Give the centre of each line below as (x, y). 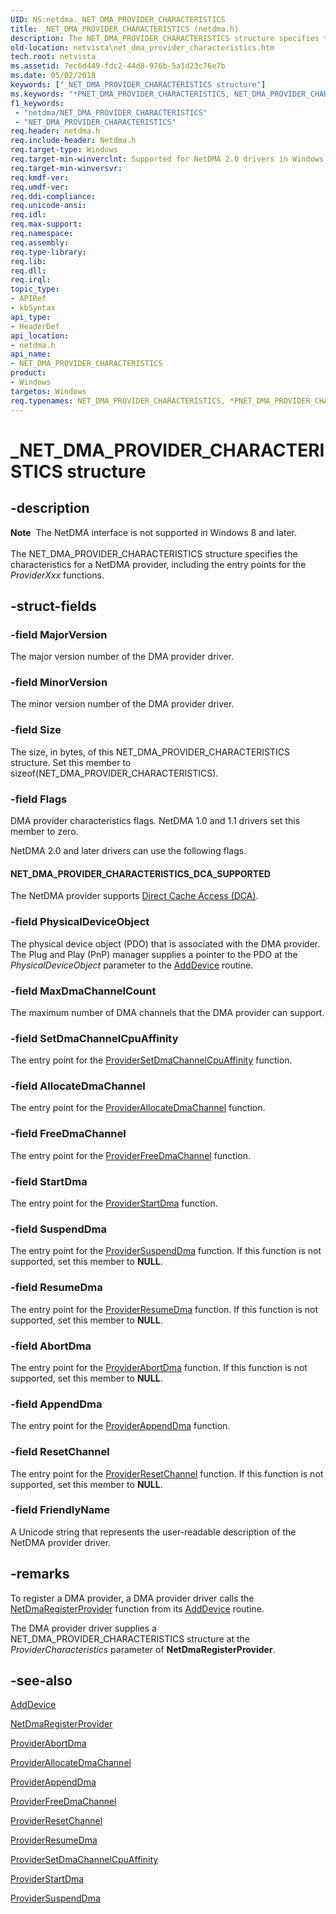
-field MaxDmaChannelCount (83, 991)
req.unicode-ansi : (48, 206)
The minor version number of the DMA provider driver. (122, 704)
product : (28, 373)
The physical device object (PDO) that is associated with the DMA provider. (165, 943)
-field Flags (39, 799)
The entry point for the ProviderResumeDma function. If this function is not (164, 1309)
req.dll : (28, 271)
